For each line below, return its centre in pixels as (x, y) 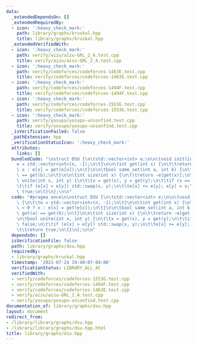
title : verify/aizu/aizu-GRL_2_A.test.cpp (69, 60)
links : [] (29, 153)
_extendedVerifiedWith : (40, 45)
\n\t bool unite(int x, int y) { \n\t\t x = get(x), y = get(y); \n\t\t (102, 219)
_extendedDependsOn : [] (40, 17)
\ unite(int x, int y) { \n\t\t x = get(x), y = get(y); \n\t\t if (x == (103, 181)
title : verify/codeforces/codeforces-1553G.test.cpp (82, 110)
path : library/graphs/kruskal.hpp (59, 33)
